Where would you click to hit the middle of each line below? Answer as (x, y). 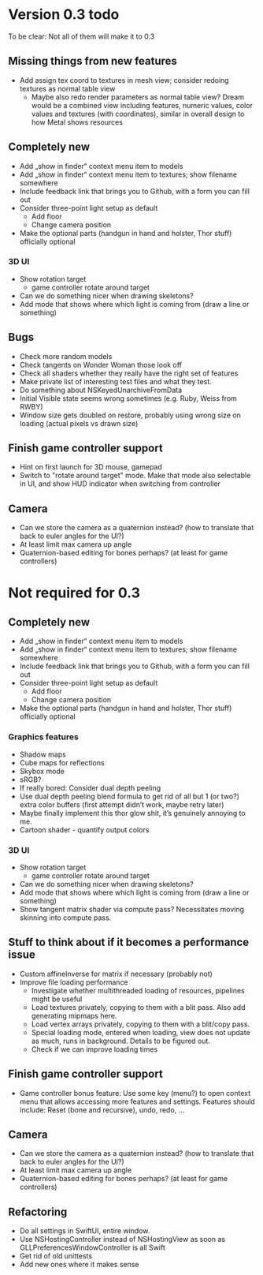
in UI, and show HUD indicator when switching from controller (120, 484)
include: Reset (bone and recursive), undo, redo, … (102, 1109)
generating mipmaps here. (74, 1015)
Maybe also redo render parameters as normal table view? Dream (137, 97)
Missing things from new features (93, 61)
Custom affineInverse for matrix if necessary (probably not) (116, 974)
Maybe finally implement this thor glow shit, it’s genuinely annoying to (132, 813)
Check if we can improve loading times (94, 1049)
